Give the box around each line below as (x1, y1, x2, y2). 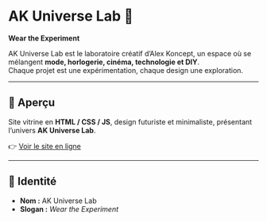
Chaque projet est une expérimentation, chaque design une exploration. (8, 65, 244, 75)
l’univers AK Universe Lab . (8, 125, 96, 135)
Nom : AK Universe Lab (19, 196, 97, 205)
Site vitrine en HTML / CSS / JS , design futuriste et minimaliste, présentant (8, 117, 253, 126)
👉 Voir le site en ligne (8, 141, 81, 151)
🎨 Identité (8, 174, 57, 189)
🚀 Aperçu (8, 96, 56, 109)
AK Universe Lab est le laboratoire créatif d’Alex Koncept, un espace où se (8, 48, 252, 58)
